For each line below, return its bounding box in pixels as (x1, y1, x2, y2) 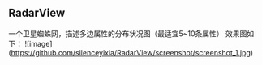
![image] (24, 39, 53, 48)
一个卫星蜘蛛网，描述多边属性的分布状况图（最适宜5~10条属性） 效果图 (8, 28, 247, 39)
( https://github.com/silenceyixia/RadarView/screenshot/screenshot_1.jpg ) (8, 47, 254, 57)
